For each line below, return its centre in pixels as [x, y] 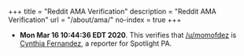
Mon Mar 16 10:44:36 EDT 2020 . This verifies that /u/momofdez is [128, 35]
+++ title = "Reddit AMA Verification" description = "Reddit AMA [112, 11]
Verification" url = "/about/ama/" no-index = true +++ [95, 20]
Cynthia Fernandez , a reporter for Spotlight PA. [96, 43]
